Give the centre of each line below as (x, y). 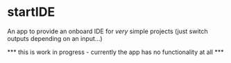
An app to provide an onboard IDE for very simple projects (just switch (108, 31)
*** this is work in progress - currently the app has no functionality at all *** (115, 52)
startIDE (31, 12)
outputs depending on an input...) (55, 38)
